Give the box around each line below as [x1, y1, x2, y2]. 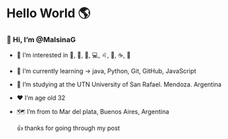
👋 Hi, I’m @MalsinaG [6, 35, 76, 45]
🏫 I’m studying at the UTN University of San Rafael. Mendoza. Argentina [16, 80, 222, 89]
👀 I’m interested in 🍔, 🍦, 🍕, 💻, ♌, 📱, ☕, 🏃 [16, 51, 131, 59]
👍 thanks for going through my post [16, 124, 121, 132]
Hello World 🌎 [6, 6, 91, 21]
